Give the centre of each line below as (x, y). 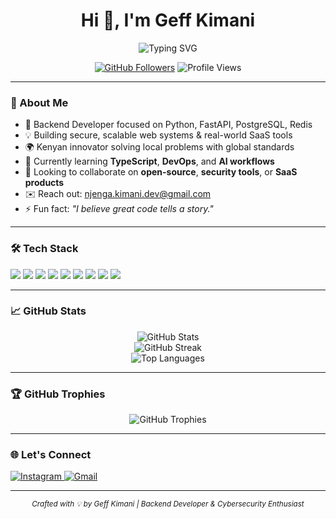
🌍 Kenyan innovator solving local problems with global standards (159, 147)
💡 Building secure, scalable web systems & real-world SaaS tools (158, 135)
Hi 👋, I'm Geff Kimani (168, 20)
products (44, 183)
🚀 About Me (39, 102)
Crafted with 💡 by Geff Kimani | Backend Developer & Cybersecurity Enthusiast (168, 504)
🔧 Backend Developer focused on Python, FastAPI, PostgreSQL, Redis (168, 125)
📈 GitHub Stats (48, 311)
